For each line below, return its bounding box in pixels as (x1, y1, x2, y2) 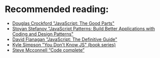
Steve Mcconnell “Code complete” (12, 47, 85, 53)
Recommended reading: (5, 4, 109, 15)
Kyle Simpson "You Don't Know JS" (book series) (12, 41, 116, 47)
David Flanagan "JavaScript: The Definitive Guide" (12, 36, 118, 42)
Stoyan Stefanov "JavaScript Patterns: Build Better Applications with (12, 25, 155, 31)
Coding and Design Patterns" (12, 31, 74, 37)
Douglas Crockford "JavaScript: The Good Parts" (12, 20, 115, 26)
